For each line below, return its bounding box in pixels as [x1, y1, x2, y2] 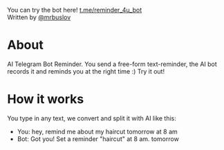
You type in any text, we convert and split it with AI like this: [7, 114, 176, 122]
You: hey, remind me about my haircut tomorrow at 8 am [17, 127, 178, 136]
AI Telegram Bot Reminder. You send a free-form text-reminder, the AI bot [7, 60, 218, 68]
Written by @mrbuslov [7, 13, 71, 21]
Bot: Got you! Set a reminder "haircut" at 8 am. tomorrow [17, 134, 180, 143]
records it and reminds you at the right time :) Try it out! [7, 67, 165, 75]
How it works [7, 92, 84, 107]
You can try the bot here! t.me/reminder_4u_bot [7, 6, 142, 14]
